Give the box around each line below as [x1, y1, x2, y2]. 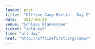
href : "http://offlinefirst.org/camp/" [5, 36, 91, 41]
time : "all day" [5, 31, 40, 36]
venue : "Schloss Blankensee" [5, 21, 68, 27]
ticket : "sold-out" [5, 27, 47, 32]
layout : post [5, 7, 33, 13]
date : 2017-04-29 [5, 17, 47, 22]
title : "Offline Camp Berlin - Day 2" [5, 12, 91, 17]
